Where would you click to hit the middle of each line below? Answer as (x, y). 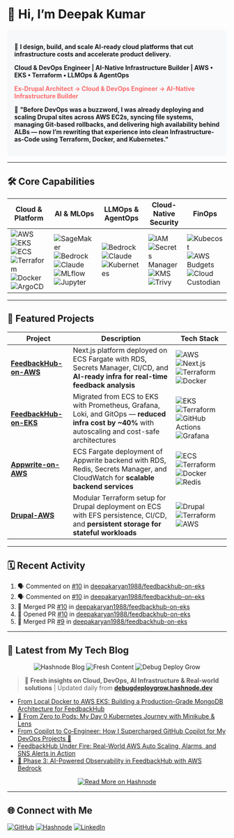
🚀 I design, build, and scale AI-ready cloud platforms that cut (104, 46)
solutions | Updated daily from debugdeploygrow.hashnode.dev (118, 688)
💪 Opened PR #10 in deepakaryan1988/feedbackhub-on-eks (104, 615)
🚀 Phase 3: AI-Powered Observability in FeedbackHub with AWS (109, 761)
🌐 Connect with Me (50, 810)
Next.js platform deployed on (120, 350)
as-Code (27, 139)
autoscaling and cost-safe (116, 431)
